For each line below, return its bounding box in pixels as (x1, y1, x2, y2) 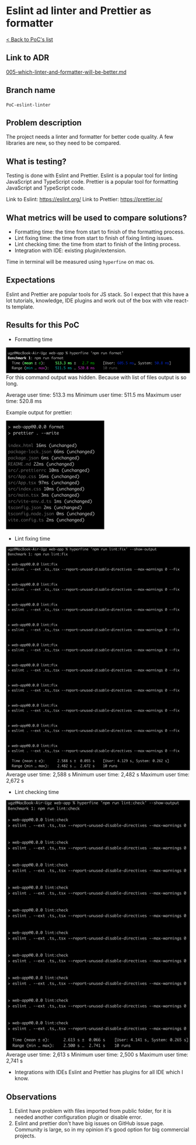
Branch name (6, 85, 55, 95)
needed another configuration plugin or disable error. (14, 1113, 143, 1120)
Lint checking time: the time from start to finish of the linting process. (14, 241, 181, 247)
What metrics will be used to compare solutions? (6, 212, 187, 223)
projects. (14, 1132, 36, 1139)
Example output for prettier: (6, 409, 73, 416)
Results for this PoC (6, 320, 80, 330)
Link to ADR (6, 53, 50, 63)
